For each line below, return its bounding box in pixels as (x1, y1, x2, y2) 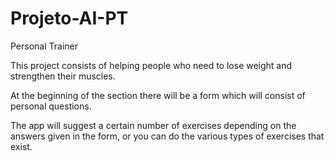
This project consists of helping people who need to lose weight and (10, 59, 293, 71)
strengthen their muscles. (10, 70, 116, 82)
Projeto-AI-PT (10, 7, 129, 30)
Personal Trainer (10, 40, 79, 52)
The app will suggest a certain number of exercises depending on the (10, 119, 297, 131)
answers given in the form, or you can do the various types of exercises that (10, 130, 325, 142)
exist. (10, 140, 33, 152)
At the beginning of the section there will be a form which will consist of (10, 89, 306, 101)
